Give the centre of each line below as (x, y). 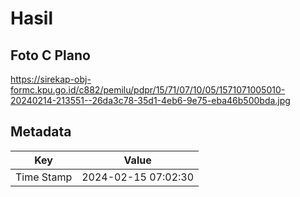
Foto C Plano (50, 55)
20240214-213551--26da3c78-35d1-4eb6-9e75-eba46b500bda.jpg (150, 100)
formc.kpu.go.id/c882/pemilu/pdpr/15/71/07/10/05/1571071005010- (148, 90)
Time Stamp (44, 177)
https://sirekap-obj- (51, 79)
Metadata (41, 132)
